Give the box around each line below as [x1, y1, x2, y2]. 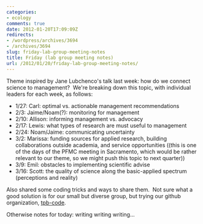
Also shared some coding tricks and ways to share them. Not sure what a [6, 185, 193, 193]
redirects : [6, 32, 34, 38]
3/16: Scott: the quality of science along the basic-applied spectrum [15, 167, 187, 175]
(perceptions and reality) [15, 174, 78, 181]
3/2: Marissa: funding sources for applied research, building [15, 134, 167, 142]
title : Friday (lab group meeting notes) [6, 55, 114, 61]
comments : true [6, 20, 45, 26]
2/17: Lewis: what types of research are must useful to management [15, 122, 187, 129]
